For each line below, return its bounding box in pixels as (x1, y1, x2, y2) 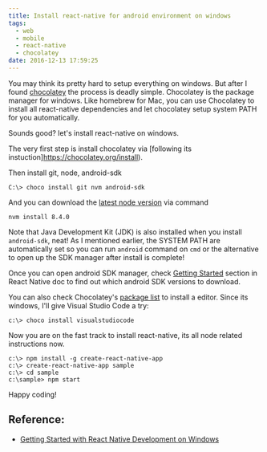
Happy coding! (8, 389, 58, 399)
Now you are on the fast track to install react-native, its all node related (8, 330, 243, 340)
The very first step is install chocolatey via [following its (8, 144, 192, 153)
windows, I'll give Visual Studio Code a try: (8, 300, 150, 310)
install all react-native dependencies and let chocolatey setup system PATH (8, 104, 257, 113)
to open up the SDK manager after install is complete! (8, 252, 185, 262)
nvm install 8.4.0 (8, 213, 70, 221)
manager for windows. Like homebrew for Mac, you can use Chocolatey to (8, 96, 255, 105)
